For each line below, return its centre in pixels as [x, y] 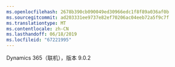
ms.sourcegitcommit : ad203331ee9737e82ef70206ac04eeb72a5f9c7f [88, 18]
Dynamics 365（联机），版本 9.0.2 [48, 58]
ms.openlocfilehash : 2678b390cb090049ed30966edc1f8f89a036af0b [88, 12]
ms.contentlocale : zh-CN [38, 29]
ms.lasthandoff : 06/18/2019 [42, 34]
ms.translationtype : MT [36, 23]
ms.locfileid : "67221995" [39, 40]
